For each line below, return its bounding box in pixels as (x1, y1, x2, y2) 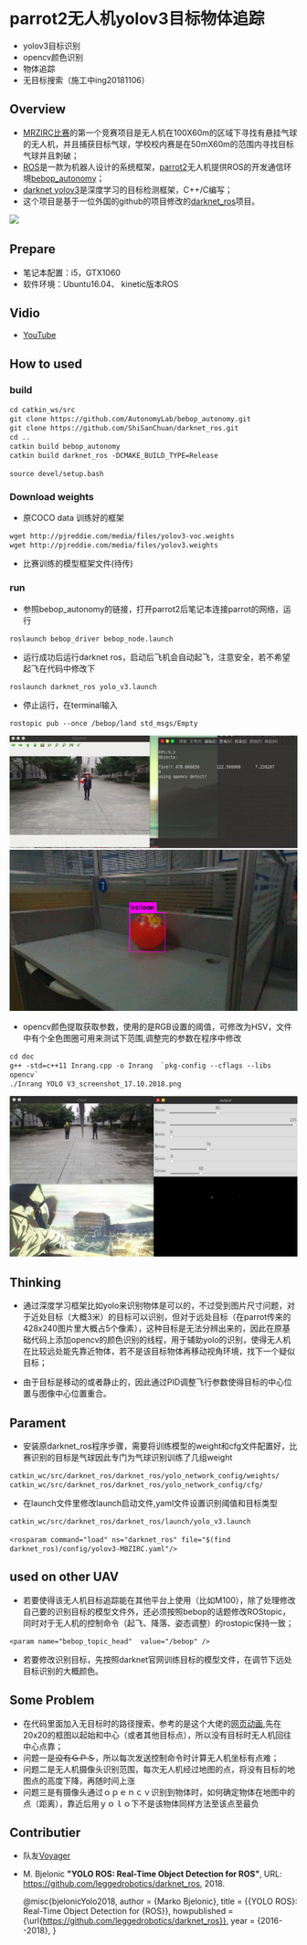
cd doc (9, 1052, 35, 1061)
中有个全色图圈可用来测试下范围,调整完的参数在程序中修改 (22, 1032, 242, 1043)
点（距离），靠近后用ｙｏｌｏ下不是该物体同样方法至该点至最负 (22, 1798, 259, 1809)
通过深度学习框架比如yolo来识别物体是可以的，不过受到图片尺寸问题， (22, 1300, 288, 1312)
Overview (9, 101, 67, 117)
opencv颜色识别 (22, 51, 84, 62)
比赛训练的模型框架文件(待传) (22, 558, 134, 569)
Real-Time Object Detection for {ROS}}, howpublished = (22, 1906, 234, 1917)
